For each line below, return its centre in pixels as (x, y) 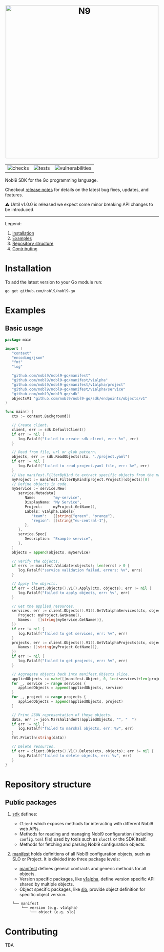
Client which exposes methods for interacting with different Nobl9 (86, 824)
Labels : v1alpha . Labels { (50, 511)
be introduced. (20, 209)
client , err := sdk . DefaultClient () (49, 429)
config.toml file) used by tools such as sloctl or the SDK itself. (83, 839)
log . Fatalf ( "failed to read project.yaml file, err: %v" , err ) (84, 466)
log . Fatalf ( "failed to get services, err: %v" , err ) (73, 633)
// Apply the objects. (34, 584)
